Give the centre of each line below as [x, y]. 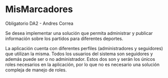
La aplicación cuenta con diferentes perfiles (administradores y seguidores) [84, 48]
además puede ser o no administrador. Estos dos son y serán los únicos [80, 59]
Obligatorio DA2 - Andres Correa [39, 23]
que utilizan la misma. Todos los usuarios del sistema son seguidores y [79, 54]
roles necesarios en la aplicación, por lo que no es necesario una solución [82, 64]
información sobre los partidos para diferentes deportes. [64, 38]
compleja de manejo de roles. [36, 70]
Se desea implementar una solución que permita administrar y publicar [79, 33]
